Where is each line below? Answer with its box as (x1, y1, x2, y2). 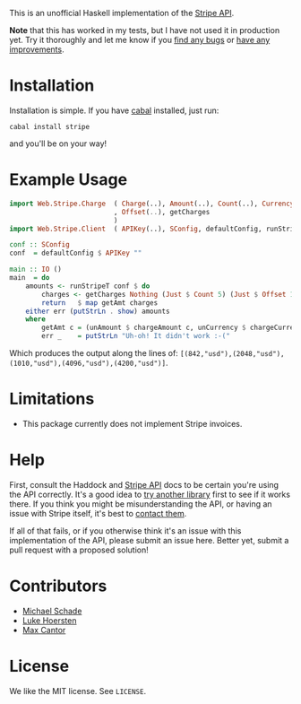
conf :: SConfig (9, 240, 70, 249)
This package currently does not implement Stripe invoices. (21, 418, 243, 429)
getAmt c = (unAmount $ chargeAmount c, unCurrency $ (41, 323, 246, 333)
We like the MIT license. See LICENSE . (9, 685, 146, 696)
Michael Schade (21, 605, 82, 616)
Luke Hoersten (21, 614, 77, 626)
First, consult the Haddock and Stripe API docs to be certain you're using (9, 479, 279, 490)
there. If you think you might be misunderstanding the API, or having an (9, 498, 272, 509)
